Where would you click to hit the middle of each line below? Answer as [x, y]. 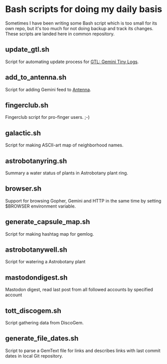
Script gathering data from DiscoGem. [44, 323]
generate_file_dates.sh [42, 339]
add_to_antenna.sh [36, 77]
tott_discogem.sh [33, 311]
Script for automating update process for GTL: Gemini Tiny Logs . [72, 62]
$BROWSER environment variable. [41, 206]
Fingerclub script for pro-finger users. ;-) [48, 117]
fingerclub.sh [27, 105]
